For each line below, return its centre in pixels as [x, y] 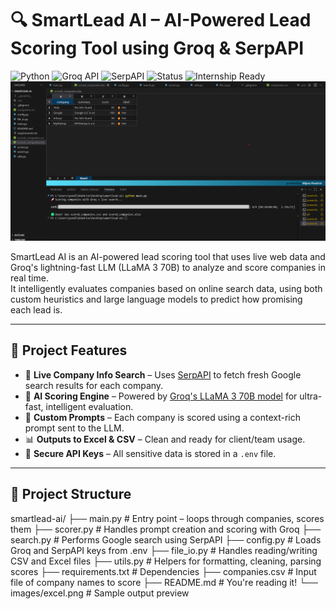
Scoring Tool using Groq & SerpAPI [157, 48]
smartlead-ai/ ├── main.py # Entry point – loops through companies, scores [167, 518]
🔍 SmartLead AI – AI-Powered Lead [161, 20]
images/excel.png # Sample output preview [100, 593]
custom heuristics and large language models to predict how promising [156, 299]
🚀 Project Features [69, 350]
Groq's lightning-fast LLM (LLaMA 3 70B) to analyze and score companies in [168, 267]
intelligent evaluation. [89, 406]
